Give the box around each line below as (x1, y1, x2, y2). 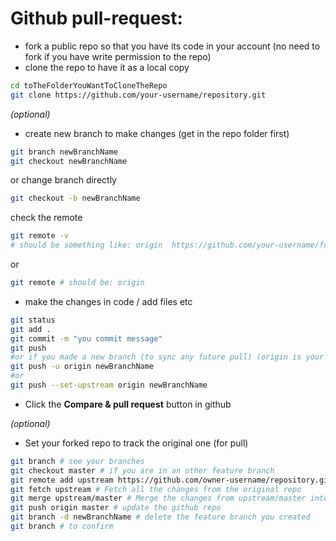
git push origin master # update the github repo (10, 503, 222, 513)
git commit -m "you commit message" (10, 333, 163, 344)
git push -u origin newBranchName (10, 362, 155, 372)
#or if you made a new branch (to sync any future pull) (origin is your (10, 352, 325, 362)
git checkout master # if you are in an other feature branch (10, 465, 275, 476)
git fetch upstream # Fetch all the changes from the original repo (10, 484, 302, 494)
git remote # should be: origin (10, 278, 145, 288)
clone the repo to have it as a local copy (24, 61, 190, 73)
